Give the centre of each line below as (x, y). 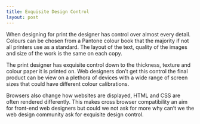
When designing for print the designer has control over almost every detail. (99, 34)
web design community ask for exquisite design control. (75, 114)
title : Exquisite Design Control (48, 12)
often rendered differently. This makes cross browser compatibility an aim (97, 101)
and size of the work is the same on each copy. (64, 53)
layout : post (22, 17)
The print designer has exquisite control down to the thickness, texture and (99, 65)
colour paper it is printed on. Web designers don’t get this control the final (97, 71)
